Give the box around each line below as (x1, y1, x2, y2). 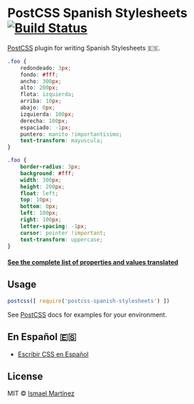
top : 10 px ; (20, 196, 53, 203)
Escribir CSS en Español (17, 350, 89, 358)
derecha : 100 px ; (20, 117, 69, 124)
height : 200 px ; (20, 183, 65, 190)
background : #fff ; (20, 169, 75, 177)
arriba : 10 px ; (20, 97, 62, 105)
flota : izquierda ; (20, 91, 75, 98)
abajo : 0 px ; (20, 105, 55, 112)
